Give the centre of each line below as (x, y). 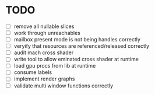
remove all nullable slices (44, 26)
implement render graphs (44, 79)
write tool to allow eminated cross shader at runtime (76, 59)
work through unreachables (47, 33)
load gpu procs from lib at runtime (55, 66)
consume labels (33, 72)
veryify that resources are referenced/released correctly (82, 46)
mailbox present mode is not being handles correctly (77, 40)
